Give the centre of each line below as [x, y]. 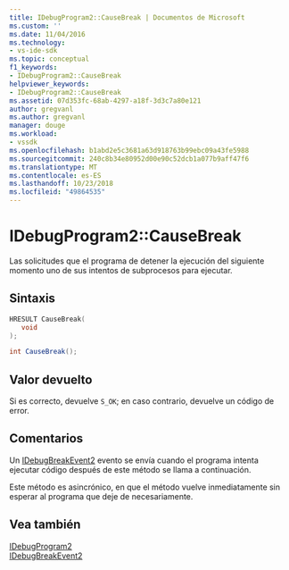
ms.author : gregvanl [48, 117]
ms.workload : [33, 134]
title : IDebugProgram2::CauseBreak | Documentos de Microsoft [127, 17]
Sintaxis [33, 299]
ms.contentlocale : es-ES [55, 175]
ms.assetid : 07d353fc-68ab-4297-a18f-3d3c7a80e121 [105, 101]
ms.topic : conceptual [50, 59]
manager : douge [37, 126]
